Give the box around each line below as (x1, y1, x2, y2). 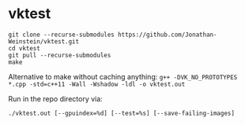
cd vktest (8, 44, 41, 52)
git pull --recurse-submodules (8, 51, 111, 59)
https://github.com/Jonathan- (117, 31, 217, 39)
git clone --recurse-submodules (8, 31, 115, 39)
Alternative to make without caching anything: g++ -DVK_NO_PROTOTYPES (8, 72, 238, 81)
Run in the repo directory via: (8, 94, 103, 103)
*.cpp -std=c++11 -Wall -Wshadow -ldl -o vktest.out (8, 80, 186, 88)
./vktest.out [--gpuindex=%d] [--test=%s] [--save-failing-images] (8, 109, 236, 117)
